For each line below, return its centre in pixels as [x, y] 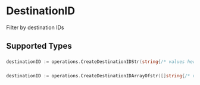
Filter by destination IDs [35, 27]
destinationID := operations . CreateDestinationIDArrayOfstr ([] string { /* [98, 76]
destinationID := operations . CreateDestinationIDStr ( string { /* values [96, 62]
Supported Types [39, 46]
